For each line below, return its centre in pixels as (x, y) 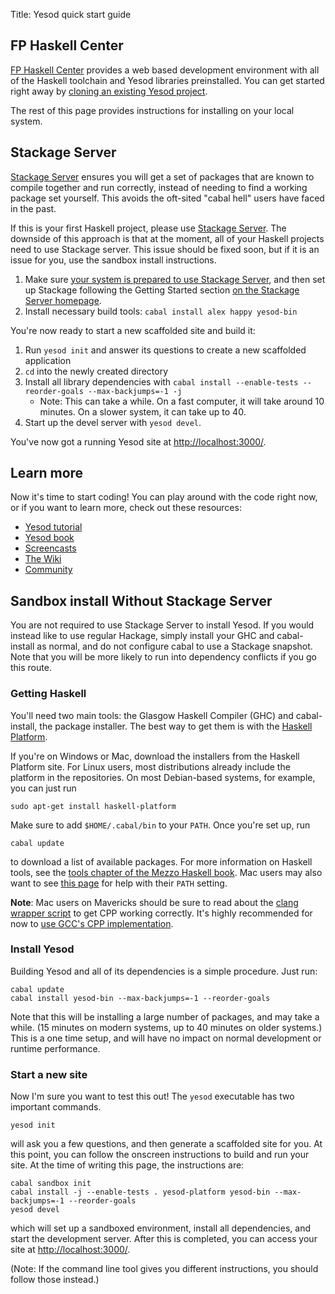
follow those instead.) (55, 1280)
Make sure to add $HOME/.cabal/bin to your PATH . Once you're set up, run (160, 825)
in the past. (33, 208)
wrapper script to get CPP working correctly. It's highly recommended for (161, 913)
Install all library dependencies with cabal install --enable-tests (161, 381)
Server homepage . (63, 300)
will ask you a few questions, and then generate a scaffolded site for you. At (166, 1144)
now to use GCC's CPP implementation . (92, 923)
